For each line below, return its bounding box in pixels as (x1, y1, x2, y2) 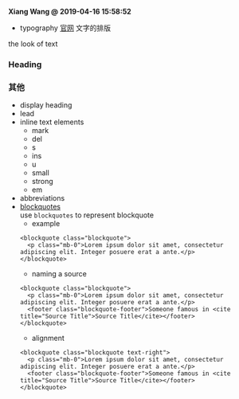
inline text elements (19, 117, 84, 127)
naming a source (31, 269, 88, 279)
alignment (31, 334, 65, 343)
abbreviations (19, 194, 65, 203)
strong (31, 177, 53, 186)
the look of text (8, 39, 58, 49)
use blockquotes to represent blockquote (19, 210, 154, 220)
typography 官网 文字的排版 (19, 23, 112, 33)
